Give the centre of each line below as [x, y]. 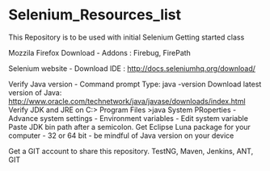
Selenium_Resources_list [95, 15]
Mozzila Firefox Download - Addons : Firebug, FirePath [100, 52]
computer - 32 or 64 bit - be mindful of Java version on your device [121, 136]
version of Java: [35, 92]
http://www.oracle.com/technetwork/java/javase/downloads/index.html [127, 101]
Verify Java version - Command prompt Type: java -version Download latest [135, 84]
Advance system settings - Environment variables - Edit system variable [129, 118]
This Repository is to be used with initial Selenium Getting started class [127, 37]
